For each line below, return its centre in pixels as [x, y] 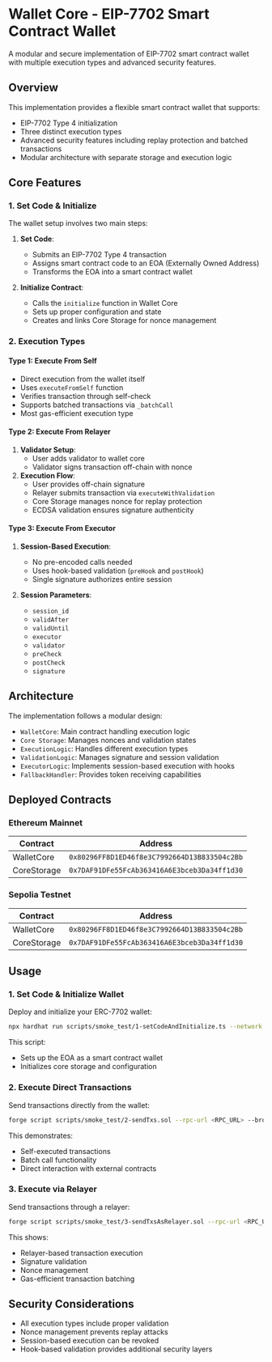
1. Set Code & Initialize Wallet [66, 995]
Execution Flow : [47, 475]
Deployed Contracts [60, 800]
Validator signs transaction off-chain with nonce [112, 467]
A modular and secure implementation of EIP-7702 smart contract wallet [129, 53]
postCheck [49, 663]
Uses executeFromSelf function [72, 387]
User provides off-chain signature [89, 484]
